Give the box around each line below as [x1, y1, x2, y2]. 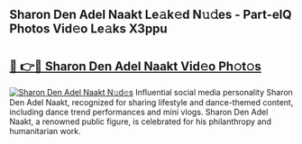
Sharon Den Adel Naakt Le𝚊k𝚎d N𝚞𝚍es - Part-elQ [9, 7, 292, 22]
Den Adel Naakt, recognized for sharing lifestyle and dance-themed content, [9, 97, 294, 107]
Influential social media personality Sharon [134, 87, 293, 97]
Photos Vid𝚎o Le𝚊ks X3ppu [9, 22, 169, 37]
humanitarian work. [9, 126, 81, 136]
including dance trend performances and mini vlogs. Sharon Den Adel [9, 107, 269, 117]
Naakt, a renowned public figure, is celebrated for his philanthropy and [9, 116, 272, 127]
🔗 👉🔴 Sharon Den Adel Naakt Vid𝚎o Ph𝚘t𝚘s [9, 58, 261, 74]
